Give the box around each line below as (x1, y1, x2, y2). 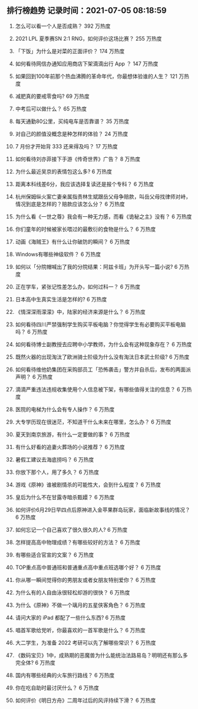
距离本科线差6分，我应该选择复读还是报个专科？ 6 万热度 (15, 180, 154, 187)
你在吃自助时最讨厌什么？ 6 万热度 (15, 684, 100, 691)
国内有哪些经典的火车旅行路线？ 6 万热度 (15, 671, 115, 678)
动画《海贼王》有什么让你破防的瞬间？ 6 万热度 (15, 238, 130, 245)
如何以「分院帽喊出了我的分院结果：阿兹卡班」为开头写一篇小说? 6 (15, 263, 178, 270)
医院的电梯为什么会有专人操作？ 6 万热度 (15, 405, 115, 412)
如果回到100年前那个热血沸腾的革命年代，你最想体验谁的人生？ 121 (15, 73, 178, 80)
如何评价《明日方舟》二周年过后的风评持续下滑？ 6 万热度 (15, 697, 156, 704)
